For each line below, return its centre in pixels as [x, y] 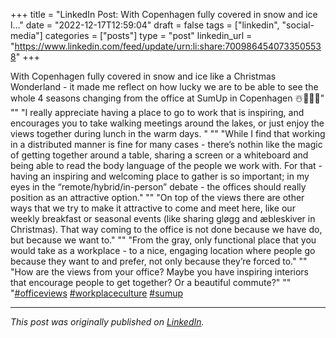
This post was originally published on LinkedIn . [107, 322]
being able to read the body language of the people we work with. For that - [166, 165]
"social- [298, 25]
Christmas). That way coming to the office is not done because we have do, [166, 229]
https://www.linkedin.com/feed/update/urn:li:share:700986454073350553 [168, 46]
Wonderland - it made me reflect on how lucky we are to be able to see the [164, 87]
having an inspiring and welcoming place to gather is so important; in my [160, 176]
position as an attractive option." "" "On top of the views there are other [157, 197]
